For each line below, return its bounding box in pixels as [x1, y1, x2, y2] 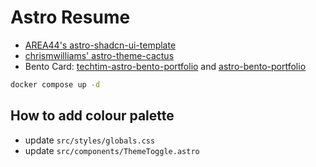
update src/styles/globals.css [24, 134, 156, 146]
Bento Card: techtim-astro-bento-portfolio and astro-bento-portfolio [24, 60, 307, 72]
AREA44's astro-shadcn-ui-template [24, 39, 177, 51]
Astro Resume [10, 6, 131, 29]
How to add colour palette [10, 107, 175, 125]
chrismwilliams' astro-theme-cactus [24, 49, 175, 61]
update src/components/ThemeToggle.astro [24, 144, 200, 156]
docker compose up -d [10, 79, 101, 90]
